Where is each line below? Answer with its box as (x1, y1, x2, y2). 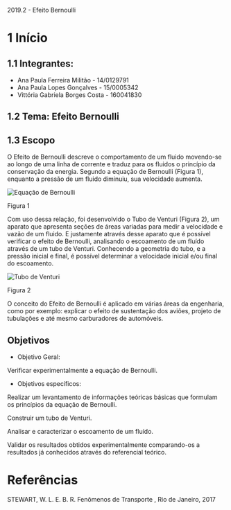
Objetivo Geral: (17, 353, 60, 361)
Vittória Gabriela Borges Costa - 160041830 (17, 91, 142, 99)
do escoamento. (7, 259, 54, 267)
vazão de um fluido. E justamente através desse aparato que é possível (7, 230, 211, 238)
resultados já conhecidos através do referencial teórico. (7, 448, 167, 457)
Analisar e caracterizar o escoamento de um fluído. (7, 428, 154, 436)
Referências (7, 473, 78, 488)
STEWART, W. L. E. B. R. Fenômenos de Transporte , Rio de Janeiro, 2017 (7, 495, 216, 503)
